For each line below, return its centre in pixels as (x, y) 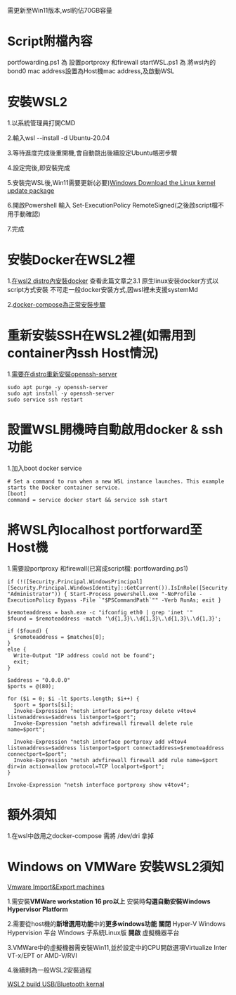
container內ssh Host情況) (83, 353)
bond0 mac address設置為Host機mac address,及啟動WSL (91, 71)
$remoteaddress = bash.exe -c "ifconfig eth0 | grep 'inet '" (100, 612)
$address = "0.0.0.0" (39, 680)
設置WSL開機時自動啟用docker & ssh (115, 430)
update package (31, 190)
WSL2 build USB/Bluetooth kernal (56, 984)
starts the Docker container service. (64, 488)
